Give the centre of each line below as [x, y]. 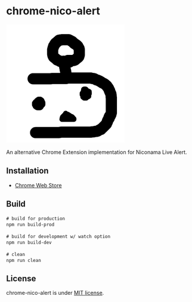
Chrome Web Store [38, 185]
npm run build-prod [30, 224]
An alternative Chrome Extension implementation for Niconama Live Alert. [97, 152]
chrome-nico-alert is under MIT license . [55, 293]
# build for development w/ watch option [58, 236]
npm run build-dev [29, 242]
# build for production [36, 218]
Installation [27, 171]
